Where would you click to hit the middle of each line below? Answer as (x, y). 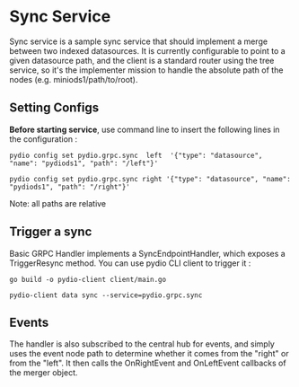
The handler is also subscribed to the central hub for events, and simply (142, 344)
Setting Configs (54, 108)
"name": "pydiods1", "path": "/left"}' (84, 163)
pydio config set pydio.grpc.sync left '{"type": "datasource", (136, 155)
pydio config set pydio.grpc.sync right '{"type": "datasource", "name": (150, 179)
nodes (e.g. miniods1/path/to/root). (74, 79)
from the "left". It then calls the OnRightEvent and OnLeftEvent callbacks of (148, 363)
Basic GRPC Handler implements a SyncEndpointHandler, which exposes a (147, 253)
